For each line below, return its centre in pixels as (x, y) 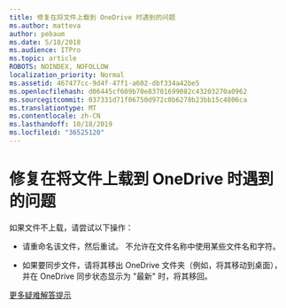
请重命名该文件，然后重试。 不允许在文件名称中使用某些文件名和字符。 (151, 246)
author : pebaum (37, 34)
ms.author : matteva (45, 26)
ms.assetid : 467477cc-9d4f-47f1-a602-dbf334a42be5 (104, 83)
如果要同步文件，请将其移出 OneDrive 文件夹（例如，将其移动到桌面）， (152, 265)
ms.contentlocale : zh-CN (55, 116)
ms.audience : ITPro (45, 50)
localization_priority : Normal (67, 75)
